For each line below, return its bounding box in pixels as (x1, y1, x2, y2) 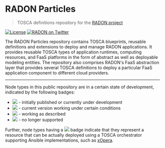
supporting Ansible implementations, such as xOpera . (5, 137, 114, 143)
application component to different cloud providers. (5, 70, 110, 75)
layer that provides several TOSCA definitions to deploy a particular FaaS (5, 65, 153, 71)
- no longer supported (18, 117, 63, 123)
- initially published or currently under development (18, 99, 123, 105)
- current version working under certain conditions (18, 105, 121, 111)
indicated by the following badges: (5, 89, 75, 95)
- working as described (18, 111, 66, 117)
